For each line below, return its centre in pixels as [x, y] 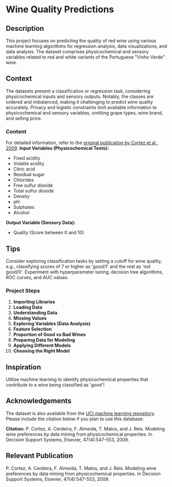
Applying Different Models [42, 345]
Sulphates [24, 207]
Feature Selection [33, 329]
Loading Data [28, 307]
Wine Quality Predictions [60, 9]
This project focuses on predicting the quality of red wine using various [81, 41]
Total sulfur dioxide [34, 191]
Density [21, 197]
